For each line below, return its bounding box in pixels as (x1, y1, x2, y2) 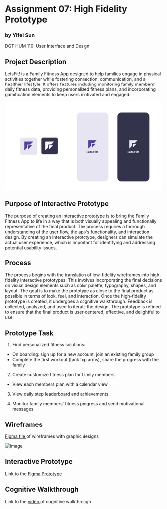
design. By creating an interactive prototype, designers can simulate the (5, 234, 153, 240)
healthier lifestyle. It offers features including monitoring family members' (5, 81, 156, 87)
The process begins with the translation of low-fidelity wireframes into (5, 272, 149, 278)
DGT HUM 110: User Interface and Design (5, 43, 90, 49)
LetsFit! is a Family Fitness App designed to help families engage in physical (5, 71, 161, 77)
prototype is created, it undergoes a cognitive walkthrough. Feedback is (5, 298, 153, 304)
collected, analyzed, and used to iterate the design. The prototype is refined (5, 304, 161, 310)
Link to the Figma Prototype (5, 471, 62, 477)
